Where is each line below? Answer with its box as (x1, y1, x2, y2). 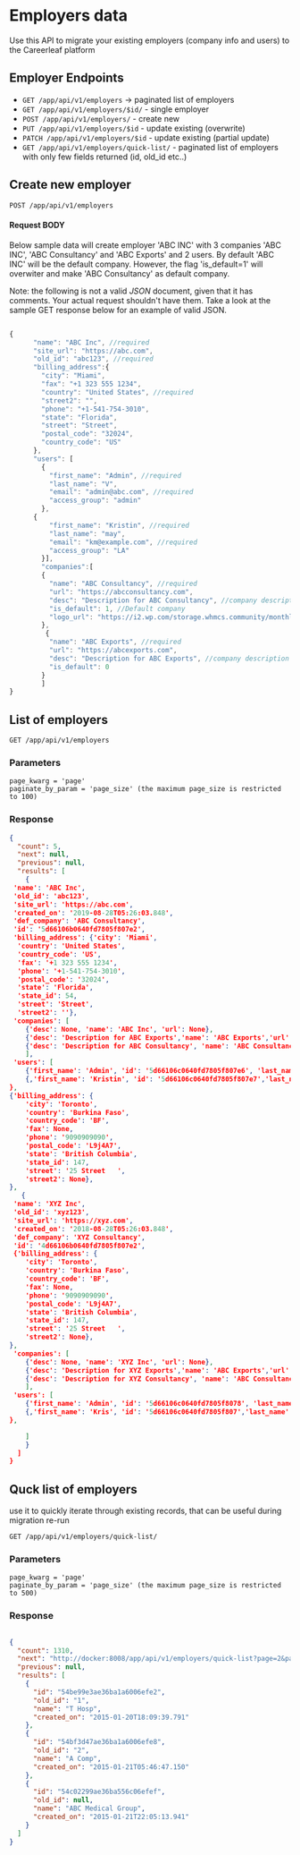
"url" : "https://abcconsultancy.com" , (48, 587, 194, 596)
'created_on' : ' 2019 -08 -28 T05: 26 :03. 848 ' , (12, 908, 174, 917)
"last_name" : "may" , (48, 529, 126, 538)
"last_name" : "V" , (48, 480, 118, 489)
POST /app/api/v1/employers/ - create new (21, 113, 180, 123)
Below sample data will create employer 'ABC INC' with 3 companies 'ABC (9, 239, 281, 251)
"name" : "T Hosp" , (32, 1704, 102, 1714)
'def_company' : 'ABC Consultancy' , (12, 916, 146, 926)
